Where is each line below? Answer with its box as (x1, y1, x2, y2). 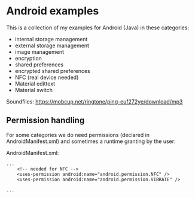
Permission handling (6, 115, 85, 126)
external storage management (14, 42, 90, 49)
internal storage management (14, 35, 88, 42)
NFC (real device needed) (14, 74, 79, 81)
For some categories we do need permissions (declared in (6, 131, 150, 138)
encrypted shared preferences (14, 67, 91, 74)
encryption (14, 54, 42, 62)
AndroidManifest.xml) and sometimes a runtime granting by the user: (6, 138, 176, 145)
